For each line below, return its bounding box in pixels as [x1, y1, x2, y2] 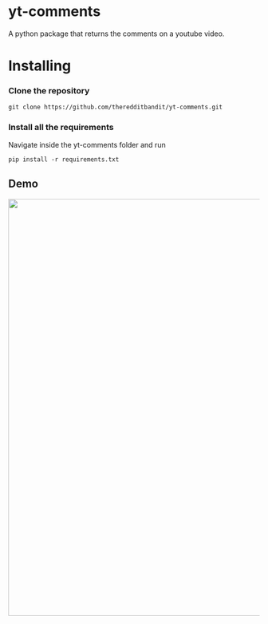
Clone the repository [8, 85, 90, 97]
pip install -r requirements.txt [8, 155, 120, 164]
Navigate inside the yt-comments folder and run [8, 140, 166, 149]
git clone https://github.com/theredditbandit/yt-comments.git [8, 103, 223, 112]
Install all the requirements [8, 122, 114, 133]
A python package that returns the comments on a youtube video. [8, 29, 225, 38]
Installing [8, 57, 72, 75]
